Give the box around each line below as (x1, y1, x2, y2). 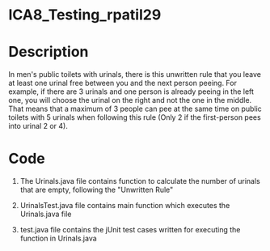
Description (8, 43, 89, 62)
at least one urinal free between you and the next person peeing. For (8, 79, 237, 88)
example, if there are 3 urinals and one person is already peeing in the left (8, 87, 255, 96)
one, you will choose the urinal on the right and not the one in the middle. (8, 96, 252, 105)
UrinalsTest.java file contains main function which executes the (19, 201, 230, 211)
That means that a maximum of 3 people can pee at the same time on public (8, 104, 263, 114)
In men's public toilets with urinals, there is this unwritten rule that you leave (8, 70, 261, 79)
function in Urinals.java (19, 233, 97, 244)
